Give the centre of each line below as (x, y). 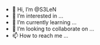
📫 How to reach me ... (40, 36)
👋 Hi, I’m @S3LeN (34, 9)
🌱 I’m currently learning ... (44, 22)
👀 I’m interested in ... (38, 16)
